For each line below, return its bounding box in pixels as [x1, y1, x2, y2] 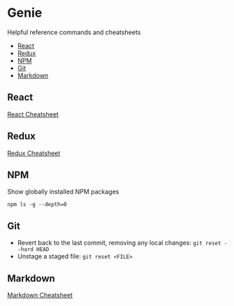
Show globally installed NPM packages [7, 187, 119, 196]
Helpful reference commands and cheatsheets [7, 28, 141, 36]
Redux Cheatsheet [7, 149, 61, 157]
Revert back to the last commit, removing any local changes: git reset [17, 239, 221, 247]
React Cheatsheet [7, 110, 59, 118]
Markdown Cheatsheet [7, 291, 73, 299]
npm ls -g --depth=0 [7, 201, 68, 208]
